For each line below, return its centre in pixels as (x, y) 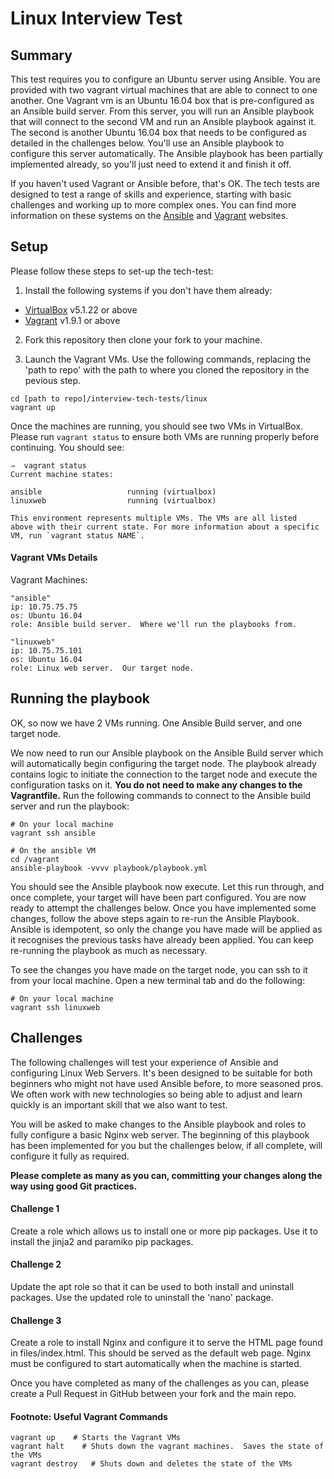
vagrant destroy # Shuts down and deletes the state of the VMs (151, 1464)
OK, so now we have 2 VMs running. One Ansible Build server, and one (156, 723)
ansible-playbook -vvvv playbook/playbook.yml (109, 868)
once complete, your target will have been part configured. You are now (158, 897)
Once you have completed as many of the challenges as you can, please (160, 1383)
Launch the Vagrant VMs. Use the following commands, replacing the (168, 359)
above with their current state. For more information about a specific (165, 527)
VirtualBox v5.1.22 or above (81, 309)
